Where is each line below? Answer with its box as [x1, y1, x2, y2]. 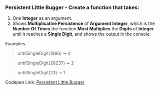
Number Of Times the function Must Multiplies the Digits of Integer [12, 26, 154, 32]
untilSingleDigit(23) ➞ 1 [17, 70, 65, 76]
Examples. [5, 41, 26, 47]
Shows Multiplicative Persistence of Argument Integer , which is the [12, 20, 155, 26]
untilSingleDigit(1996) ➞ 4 [17, 50, 71, 56]
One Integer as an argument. [12, 15, 72, 21]
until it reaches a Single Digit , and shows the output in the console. [12, 31, 151, 37]
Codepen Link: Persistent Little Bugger [5, 79, 85, 86]
